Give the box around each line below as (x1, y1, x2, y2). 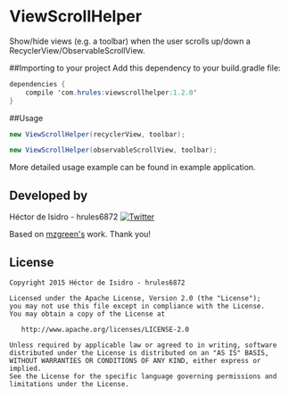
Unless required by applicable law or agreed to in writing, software (9, 341, 277, 350)
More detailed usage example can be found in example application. (9, 162, 256, 173)
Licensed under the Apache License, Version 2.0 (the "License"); (9, 293, 261, 302)
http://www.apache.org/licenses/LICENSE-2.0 (21, 325, 190, 334)
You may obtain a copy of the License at (9, 309, 166, 318)
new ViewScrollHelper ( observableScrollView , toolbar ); (9, 145, 218, 155)
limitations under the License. (9, 379, 129, 389)
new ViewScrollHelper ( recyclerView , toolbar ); (9, 129, 186, 139)
